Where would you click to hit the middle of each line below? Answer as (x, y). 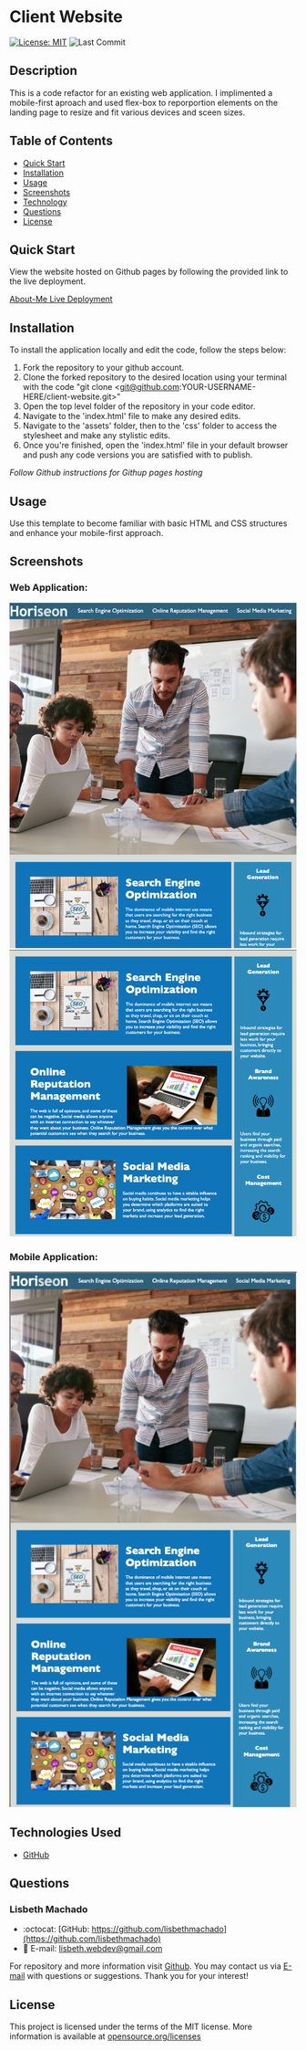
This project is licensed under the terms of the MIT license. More (131, 2027)
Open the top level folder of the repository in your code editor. (139, 406)
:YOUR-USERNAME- (218, 387)
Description (43, 71)
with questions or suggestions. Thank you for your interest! (138, 1976)
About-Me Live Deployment (61, 300)
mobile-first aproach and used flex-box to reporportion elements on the (144, 102)
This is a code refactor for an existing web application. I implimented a (141, 92)
